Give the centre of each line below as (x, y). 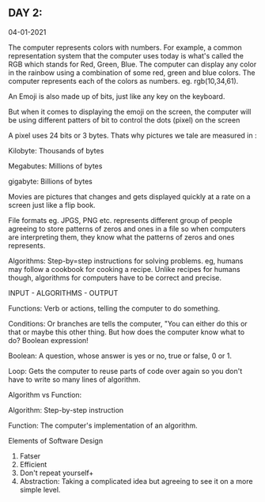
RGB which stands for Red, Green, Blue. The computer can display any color (132, 64)
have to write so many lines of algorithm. (74, 379)
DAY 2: (25, 13)
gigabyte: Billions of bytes (50, 181)
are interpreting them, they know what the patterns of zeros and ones (121, 237)
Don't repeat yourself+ (57, 473)
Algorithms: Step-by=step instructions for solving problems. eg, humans (126, 261)
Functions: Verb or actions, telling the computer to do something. (114, 308)
